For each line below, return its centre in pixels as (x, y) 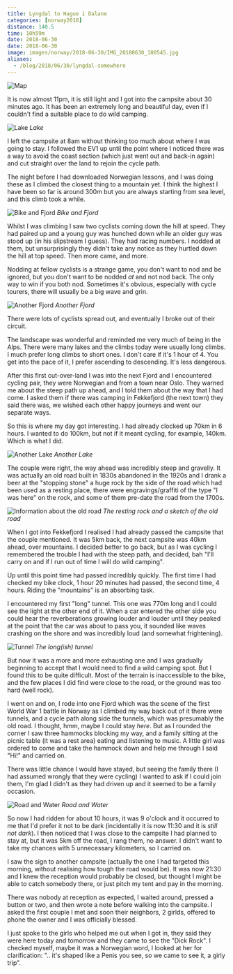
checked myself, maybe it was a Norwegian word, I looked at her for (105, 947)
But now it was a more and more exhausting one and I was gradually (105, 660)
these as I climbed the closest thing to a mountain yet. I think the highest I (113, 184)
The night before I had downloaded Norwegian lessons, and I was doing (110, 177)
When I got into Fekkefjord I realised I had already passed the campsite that (115, 532)
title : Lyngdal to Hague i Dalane (57, 14)
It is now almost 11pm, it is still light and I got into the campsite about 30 (110, 99)
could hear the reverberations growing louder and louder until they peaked (114, 618)
